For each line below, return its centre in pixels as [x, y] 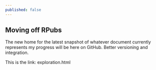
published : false [23, 10]
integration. [17, 52]
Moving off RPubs [33, 30]
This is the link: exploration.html [38, 62]
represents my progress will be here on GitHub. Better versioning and [77, 47]
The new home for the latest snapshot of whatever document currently [78, 42]
